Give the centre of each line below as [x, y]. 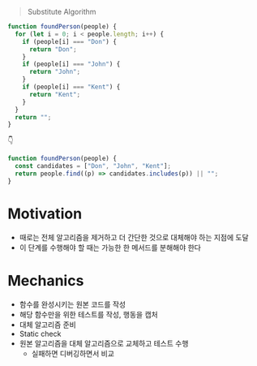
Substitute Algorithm [62, 12]
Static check [40, 334]
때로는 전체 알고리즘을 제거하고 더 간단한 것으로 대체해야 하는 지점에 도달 [134, 237]
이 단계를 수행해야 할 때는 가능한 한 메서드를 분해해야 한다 [110, 248]
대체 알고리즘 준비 [47, 325]
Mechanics [46, 280]
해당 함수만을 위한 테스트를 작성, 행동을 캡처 [89, 314]
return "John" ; [55, 72]
